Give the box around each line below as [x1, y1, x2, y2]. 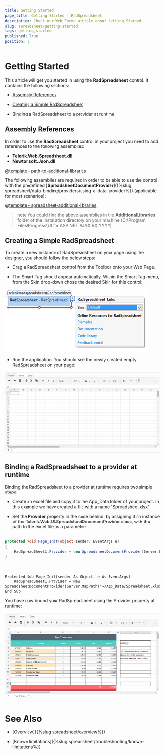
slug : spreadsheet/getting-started [5, 24, 78, 29]
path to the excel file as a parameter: [12, 523, 87, 529]
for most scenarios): [5, 193, 46, 199]
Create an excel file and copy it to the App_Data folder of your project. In [12, 498, 160, 504]
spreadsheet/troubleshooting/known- [68, 739, 145, 745]
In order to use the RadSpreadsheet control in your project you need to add [5, 138, 159, 144]
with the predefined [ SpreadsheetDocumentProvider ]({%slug [5, 182, 132, 188]
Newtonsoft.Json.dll [12, 158, 55, 164]
